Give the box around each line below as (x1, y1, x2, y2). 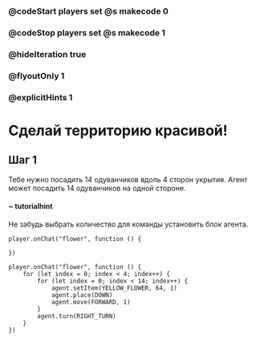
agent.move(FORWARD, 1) (51, 298, 131, 306)
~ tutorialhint (8, 202, 54, 211)
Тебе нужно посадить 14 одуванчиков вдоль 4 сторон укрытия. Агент (8, 174, 248, 184)
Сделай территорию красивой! (8, 121, 228, 140)
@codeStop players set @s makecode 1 (8, 26, 166, 38)
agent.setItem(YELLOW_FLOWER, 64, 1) (51, 283, 178, 292)
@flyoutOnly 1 (8, 70, 65, 81)
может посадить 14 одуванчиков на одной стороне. (8, 183, 186, 193)
